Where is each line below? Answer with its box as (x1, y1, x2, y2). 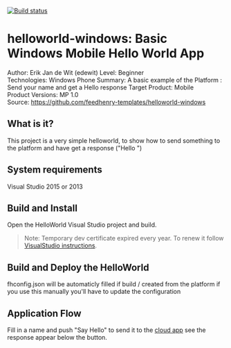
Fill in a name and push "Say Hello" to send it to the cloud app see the (7, 326, 206, 334)
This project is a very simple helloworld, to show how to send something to (7, 136, 221, 145)
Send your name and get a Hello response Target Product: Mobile (7, 83, 194, 92)
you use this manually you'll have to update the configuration (7, 288, 181, 296)
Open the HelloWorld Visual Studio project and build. (7, 220, 157, 229)
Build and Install (7, 202, 78, 214)
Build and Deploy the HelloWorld (7, 261, 149, 273)
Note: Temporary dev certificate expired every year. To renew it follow (24, 234, 224, 243)
